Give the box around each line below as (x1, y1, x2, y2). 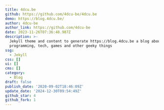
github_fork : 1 (5, 98, 36, 103)
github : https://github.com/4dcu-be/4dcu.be (5, 12, 97, 17)
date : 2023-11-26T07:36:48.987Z (5, 30, 71, 35)
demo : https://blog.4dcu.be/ (5, 16, 64, 21)
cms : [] (5, 66, 21, 71)
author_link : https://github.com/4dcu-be (5, 25, 91, 30)
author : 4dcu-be (5, 20, 38, 26)
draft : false (5, 79, 32, 84)
